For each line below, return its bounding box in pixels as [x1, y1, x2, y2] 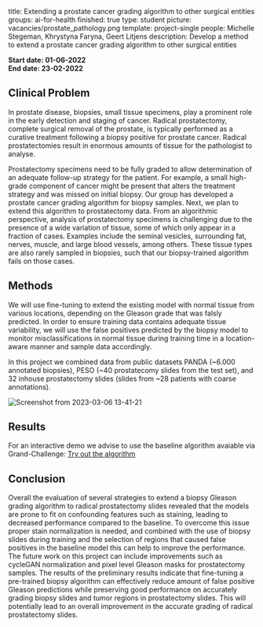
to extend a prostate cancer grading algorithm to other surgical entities [8, 40, 237, 50]
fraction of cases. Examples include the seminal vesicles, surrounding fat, [8, 231, 247, 241]
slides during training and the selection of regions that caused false [8, 535, 226, 544]
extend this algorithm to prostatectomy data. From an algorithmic [8, 206, 218, 216]
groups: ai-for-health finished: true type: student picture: [8, 15, 192, 24]
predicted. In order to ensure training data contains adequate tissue [8, 316, 226, 326]
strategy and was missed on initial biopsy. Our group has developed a [8, 189, 234, 199]
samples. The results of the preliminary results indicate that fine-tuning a [8, 568, 244, 577]
